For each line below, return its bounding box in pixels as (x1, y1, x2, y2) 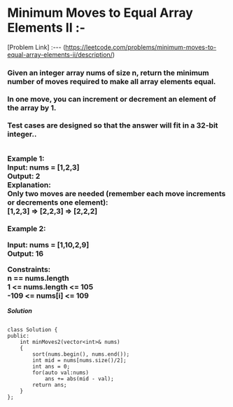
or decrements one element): (7, 198, 108, 207)
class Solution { (7, 326, 58, 333)
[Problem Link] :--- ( (7, 43, 66, 51)
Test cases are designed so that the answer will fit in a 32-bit (7, 120, 218, 130)
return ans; (32, 382, 68, 389)
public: (7, 333, 30, 340)
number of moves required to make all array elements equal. (7, 76, 216, 86)
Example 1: (7, 154, 45, 164)
